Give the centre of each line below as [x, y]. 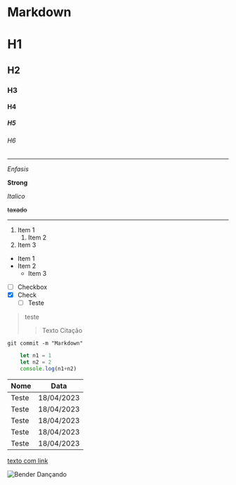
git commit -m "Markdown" [45, 344]
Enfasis [18, 168]
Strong [18, 182]
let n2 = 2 [36, 362]
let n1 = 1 [36, 356]
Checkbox [32, 287]
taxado [17, 210]
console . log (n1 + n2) [48, 368]
